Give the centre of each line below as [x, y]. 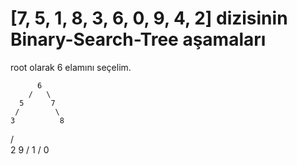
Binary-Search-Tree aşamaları [138, 39]
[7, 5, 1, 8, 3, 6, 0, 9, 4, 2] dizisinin [149, 18]
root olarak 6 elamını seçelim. [71, 67]
